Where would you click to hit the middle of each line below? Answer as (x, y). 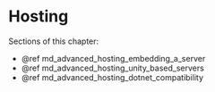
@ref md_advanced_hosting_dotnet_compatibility (112, 77)
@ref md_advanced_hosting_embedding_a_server (113, 58)
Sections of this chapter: (54, 41)
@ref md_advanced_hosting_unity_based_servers (113, 68)
